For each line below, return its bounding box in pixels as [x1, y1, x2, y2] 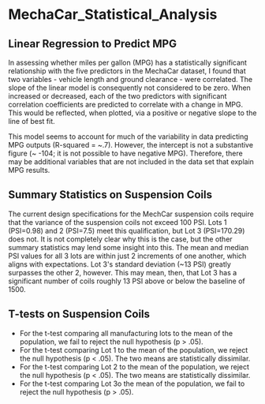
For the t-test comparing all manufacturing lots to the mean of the [19, 328, 233, 338]
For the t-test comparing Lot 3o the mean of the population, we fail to [19, 379, 245, 388]
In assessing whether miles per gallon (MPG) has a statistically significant [8, 58, 247, 67]
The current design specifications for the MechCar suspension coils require [8, 209, 254, 219]
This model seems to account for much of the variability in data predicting [8, 132, 248, 141]
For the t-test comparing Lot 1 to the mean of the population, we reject [19, 345, 248, 354]
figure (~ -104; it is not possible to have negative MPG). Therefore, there [8, 148, 243, 158]
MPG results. [8, 166, 50, 174]
